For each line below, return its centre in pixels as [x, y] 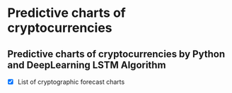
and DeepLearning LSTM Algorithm [87, 65]
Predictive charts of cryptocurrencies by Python [116, 54]
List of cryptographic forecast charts [71, 82]
